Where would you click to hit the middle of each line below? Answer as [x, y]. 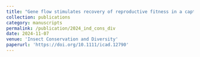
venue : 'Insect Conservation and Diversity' [62, 39]
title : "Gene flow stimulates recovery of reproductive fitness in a [94, 12]
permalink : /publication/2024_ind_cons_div [61, 28]
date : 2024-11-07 [28, 34]
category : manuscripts [34, 23]
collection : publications [38, 17]
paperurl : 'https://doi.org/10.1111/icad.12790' [68, 45]
